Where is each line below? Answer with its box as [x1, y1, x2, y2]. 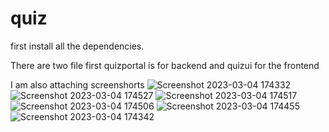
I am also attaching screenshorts [10, 78, 145, 91]
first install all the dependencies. [10, 40, 145, 52]
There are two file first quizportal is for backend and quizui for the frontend [10, 59, 320, 71]
